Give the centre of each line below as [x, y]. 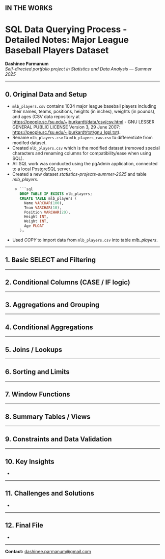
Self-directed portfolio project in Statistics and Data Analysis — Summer [79, 69]
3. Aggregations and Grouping [52, 305]
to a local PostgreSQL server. [42, 169]
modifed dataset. [29, 143]
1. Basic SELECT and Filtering [51, 260]
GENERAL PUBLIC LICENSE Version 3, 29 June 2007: [66, 127]
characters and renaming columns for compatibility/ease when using [82, 153]
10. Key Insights [30, 461]
